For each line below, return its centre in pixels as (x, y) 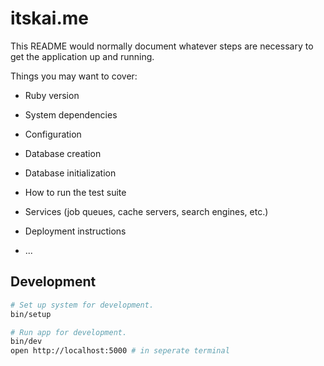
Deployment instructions (75, 231)
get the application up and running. (82, 56)
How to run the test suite (75, 192)
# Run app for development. (69, 332)
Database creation (63, 153)
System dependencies (71, 114)
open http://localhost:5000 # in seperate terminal (120, 351)
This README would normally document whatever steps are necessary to (162, 46)
